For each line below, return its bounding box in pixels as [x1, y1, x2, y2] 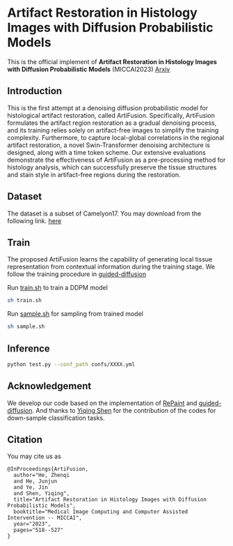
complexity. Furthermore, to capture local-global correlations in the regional [7, 133, 225, 142]
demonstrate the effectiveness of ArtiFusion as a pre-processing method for [7, 156, 226, 164]
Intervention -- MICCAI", [7, 515, 82, 522]
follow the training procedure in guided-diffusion [7, 270, 147, 278]
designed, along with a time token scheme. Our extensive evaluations [7, 148, 207, 156]
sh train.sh [7, 297, 42, 304]
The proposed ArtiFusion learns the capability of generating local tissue [7, 255, 213, 264]
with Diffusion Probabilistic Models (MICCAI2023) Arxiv [7, 65, 170, 73]
